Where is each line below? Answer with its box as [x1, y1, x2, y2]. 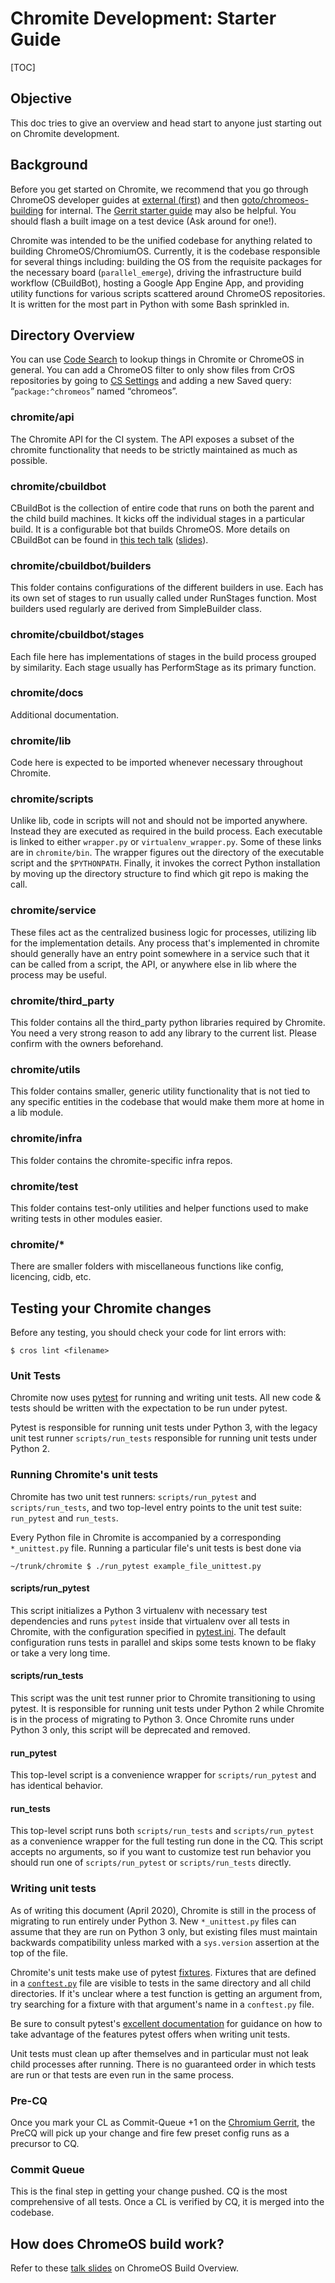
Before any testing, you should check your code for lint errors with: [10, 1327, 287, 1339]
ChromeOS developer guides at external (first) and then [10, 193, 240, 206]
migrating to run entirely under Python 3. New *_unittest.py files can [10, 1915, 297, 1927]
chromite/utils [10, 1062, 81, 1076]
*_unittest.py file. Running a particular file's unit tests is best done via [10, 1542, 302, 1554]
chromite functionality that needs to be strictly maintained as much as [10, 443, 298, 456]
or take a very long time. [10, 1647, 111, 1659]
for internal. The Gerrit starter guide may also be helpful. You [45, 204, 297, 216]
